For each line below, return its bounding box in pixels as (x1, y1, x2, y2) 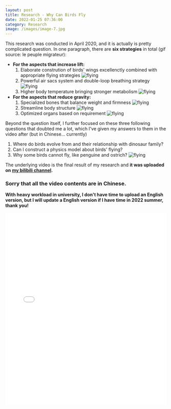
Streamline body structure (20, 105, 76, 111)
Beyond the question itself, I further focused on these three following (5, 120, 151, 126)
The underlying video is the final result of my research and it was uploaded (5, 162, 165, 168)
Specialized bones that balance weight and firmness (20, 99, 132, 105)
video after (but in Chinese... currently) (5, 131, 87, 137)
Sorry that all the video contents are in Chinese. (5, 180, 126, 187)
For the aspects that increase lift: (12, 61, 85, 68)
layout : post (5, 7, 33, 13)
